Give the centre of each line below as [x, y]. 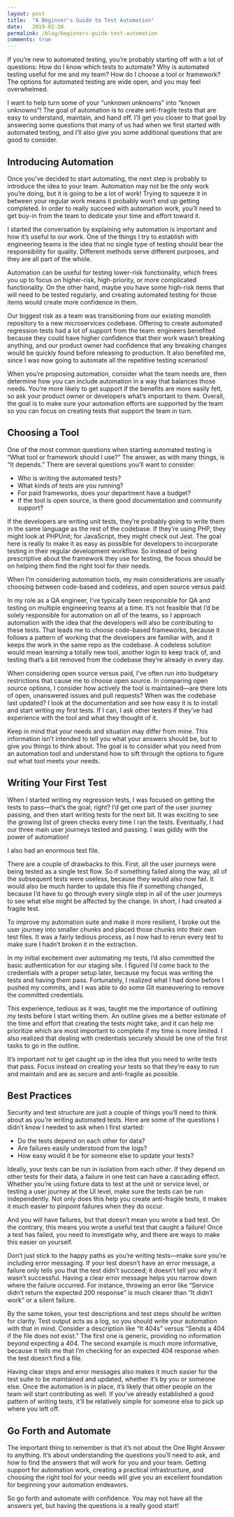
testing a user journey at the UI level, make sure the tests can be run [105, 1192]
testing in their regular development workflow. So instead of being [102, 551]
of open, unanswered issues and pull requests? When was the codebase [112, 695]
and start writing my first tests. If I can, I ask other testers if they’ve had [110, 710]
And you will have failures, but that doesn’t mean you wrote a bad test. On [114, 1220]
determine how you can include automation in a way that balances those [111, 381]
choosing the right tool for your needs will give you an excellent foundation [115, 1477]
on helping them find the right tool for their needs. [79, 566]
